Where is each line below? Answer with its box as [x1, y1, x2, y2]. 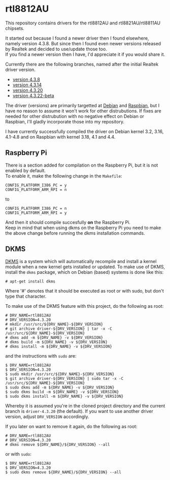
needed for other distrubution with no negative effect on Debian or [5, 113, 145, 119]
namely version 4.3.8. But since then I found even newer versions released [5, 40, 161, 46]
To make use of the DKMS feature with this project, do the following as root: [5, 303, 164, 309]
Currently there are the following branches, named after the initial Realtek [5, 61, 159, 67]
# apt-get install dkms [5, 279, 56, 284]
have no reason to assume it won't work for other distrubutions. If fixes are [5, 108, 161, 114]
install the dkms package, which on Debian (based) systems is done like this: [5, 269, 164, 275]
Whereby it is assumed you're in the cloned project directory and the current [5, 402, 165, 409]
